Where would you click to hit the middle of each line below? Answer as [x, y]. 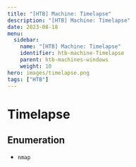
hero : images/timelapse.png [49, 73]
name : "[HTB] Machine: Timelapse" [70, 47]
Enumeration [36, 140]
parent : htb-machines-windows [64, 60]
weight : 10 [36, 66]
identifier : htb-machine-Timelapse [72, 54]
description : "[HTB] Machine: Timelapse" [69, 20]
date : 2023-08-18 [33, 27]
